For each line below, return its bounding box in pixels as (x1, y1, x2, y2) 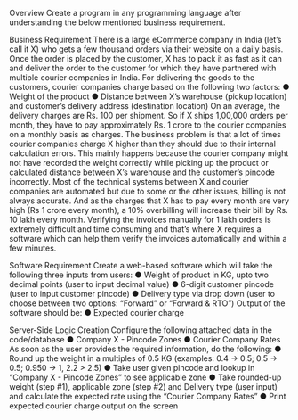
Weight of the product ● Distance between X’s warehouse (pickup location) (9, 91, 287, 102)
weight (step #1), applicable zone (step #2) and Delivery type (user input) (9, 382, 278, 391)
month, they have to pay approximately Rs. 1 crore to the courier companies (9, 119, 286, 130)
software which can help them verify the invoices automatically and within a (9, 234, 287, 243)
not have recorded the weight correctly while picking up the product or (9, 158, 269, 168)
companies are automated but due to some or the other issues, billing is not (9, 186, 286, 196)
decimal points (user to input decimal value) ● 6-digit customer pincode (9, 279, 274, 289)
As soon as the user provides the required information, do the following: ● (9, 343, 282, 354)
